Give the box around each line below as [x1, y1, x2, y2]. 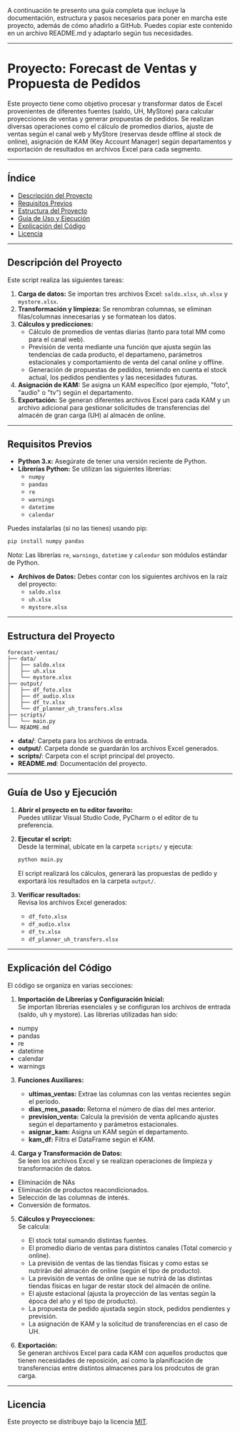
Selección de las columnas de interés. [17, 1193, 130, 1202]
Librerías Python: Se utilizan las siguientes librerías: [17, 464, 171, 474]
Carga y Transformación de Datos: [17, 1149, 123, 1157]
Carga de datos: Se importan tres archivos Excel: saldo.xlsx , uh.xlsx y [17, 289, 229, 298]
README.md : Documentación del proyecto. [17, 759, 148, 768]
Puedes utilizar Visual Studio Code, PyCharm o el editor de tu [17, 813, 199, 822]
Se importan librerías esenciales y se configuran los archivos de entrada [17, 1002, 231, 1011]
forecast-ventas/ [7, 649, 59, 656]
